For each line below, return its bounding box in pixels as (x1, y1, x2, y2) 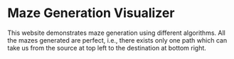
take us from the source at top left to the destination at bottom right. (7, 43, 206, 52)
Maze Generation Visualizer (7, 5, 175, 21)
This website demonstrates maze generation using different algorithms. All (7, 28, 225, 37)
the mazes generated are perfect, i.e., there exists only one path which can (7, 36, 228, 44)
